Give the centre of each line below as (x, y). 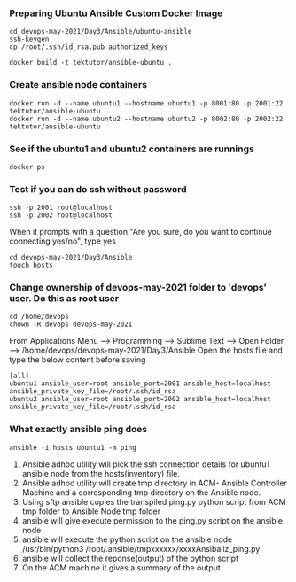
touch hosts (31, 265)
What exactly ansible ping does (78, 430)
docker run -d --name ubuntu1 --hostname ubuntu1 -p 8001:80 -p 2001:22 (146, 103)
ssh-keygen (29, 39)
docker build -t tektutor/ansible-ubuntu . (91, 63)
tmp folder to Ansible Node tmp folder (91, 511)
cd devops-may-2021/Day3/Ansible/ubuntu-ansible (101, 32)
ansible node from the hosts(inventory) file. (101, 473)
